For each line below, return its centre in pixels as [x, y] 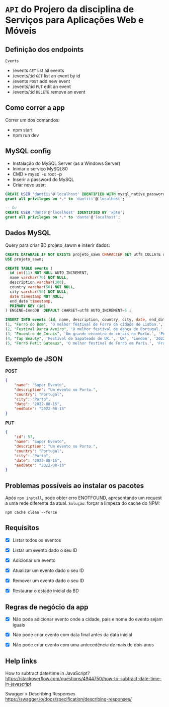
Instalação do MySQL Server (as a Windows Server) [66, 163]
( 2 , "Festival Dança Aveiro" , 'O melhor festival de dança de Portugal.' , [85, 329]
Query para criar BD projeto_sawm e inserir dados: [58, 245]
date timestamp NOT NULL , [37, 296]
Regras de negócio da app [47, 607]
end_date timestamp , [31, 301]
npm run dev [26, 135]
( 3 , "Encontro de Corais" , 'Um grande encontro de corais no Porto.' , [81, 334]
